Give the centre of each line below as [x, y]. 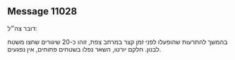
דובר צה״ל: [22, 28]
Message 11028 [42, 12]
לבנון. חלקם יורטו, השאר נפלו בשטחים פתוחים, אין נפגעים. [84, 49]
